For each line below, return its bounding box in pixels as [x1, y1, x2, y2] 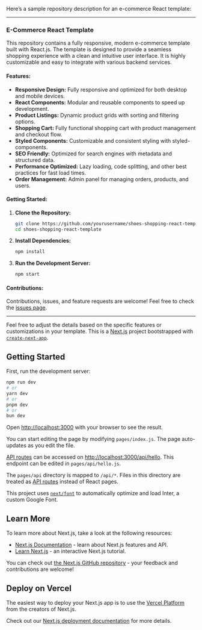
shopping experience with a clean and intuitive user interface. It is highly [6, 52, 186, 60]
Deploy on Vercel [6, 583, 72, 593]
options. [14, 117, 35, 125]
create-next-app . [6, 334, 49, 342]
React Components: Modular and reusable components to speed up [14, 99, 185, 106]
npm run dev [6, 379, 36, 385]
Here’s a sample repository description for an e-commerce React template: [6, 5, 191, 12]
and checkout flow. [14, 131, 63, 138]
